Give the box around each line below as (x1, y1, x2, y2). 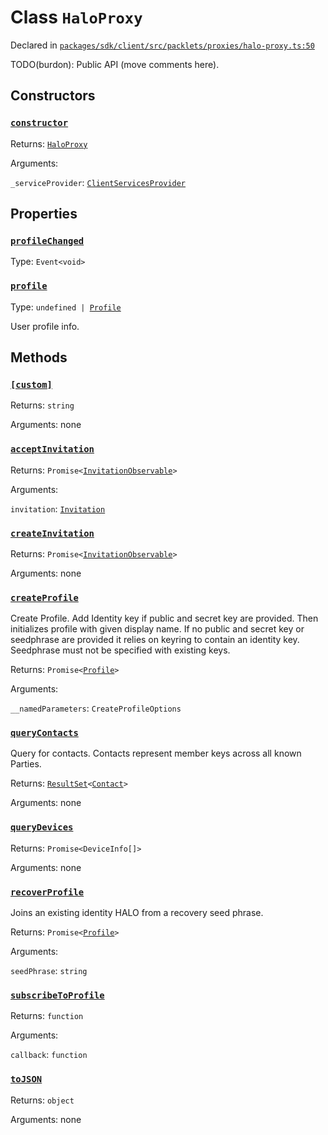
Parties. (10, 758, 42, 770)
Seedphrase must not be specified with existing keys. (10, 644, 231, 656)
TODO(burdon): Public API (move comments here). (10, 58, 220, 70)
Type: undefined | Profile (10, 301, 122, 313)
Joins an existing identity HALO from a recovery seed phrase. (10, 907, 264, 919)
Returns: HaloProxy (10, 137, 88, 150)
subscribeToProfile (10, 990, 105, 1001)
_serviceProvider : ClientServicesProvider (10, 176, 187, 188)
